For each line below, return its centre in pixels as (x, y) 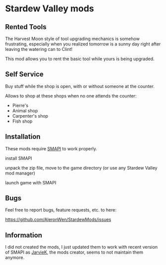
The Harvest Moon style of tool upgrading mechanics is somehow (72, 39)
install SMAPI (19, 158)
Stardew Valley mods (50, 9)
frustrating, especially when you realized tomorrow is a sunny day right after (83, 44)
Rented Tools (26, 27)
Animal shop (25, 110)
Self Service (24, 74)
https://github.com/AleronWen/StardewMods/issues (58, 220)
